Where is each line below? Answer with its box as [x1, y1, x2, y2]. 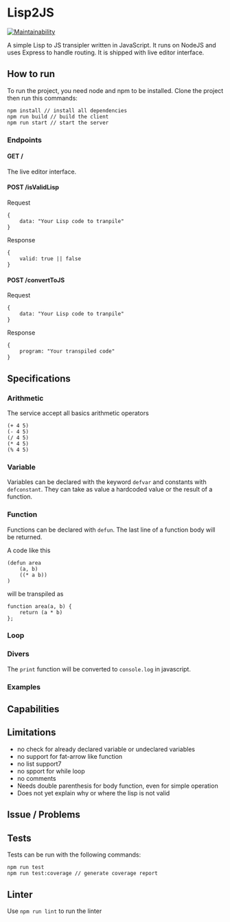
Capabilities [7, 704, 60, 715]
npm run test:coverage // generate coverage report [7, 870, 158, 877]
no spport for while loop [16, 766, 86, 775]
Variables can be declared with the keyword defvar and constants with [7, 478, 207, 486]
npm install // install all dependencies [7, 107, 128, 114]
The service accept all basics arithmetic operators [7, 408, 149, 417]
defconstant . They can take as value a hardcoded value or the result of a [7, 485, 213, 494]
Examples [7, 682, 41, 691]
